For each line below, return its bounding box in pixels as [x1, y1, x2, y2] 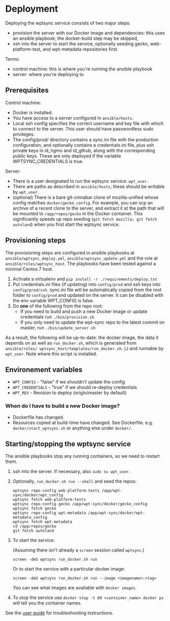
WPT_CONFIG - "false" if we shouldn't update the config [12, 379, 125, 385]
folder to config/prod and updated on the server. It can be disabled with [12, 292, 164, 298]
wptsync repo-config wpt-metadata [12, 510, 86, 515]
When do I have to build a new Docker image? [5, 402, 120, 409]
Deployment [5, 3, 59, 15]
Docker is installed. [12, 109, 53, 115]
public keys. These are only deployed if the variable [12, 152, 121, 159]
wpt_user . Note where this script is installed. [5, 350, 98, 357]
